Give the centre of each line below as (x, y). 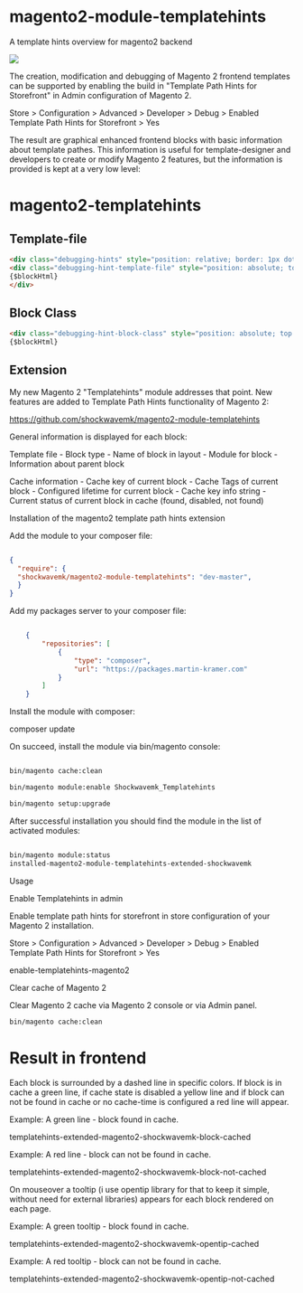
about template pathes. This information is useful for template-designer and (150, 149)
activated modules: (45, 830)
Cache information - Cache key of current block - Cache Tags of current (144, 481)
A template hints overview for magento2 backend (101, 42)
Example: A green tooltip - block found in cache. (99, 1226)
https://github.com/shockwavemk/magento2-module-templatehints (135, 419)
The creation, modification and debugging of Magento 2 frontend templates (150, 76)
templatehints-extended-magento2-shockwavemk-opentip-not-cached (142, 1279)
